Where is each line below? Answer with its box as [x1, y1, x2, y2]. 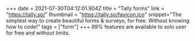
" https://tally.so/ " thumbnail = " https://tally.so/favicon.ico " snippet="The [6, 11, 182, 18]
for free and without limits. [6, 29, 70, 36]
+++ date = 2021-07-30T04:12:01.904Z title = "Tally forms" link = [6, 5, 165, 12]
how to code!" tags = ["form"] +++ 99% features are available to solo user [6, 23, 187, 30]
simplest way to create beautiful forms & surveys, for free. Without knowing [6, 17, 190, 24]
